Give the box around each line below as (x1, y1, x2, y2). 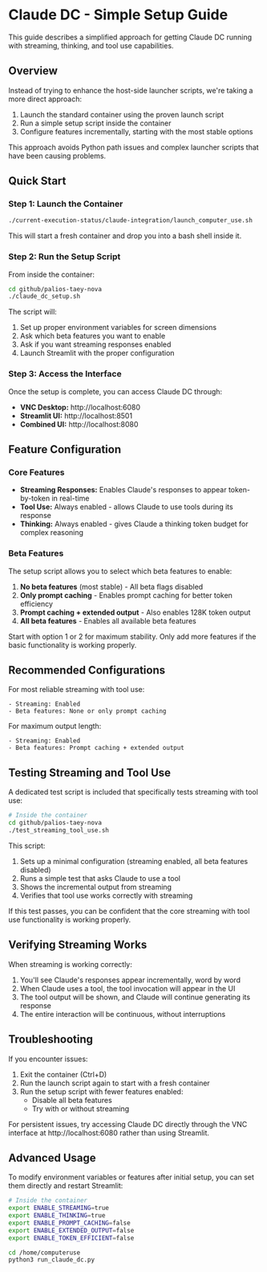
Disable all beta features (31, 1095, 112, 1105)
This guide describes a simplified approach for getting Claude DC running (8, 32, 253, 42)
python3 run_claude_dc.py (8, 1256, 95, 1264)
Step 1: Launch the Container (8, 199, 123, 210)
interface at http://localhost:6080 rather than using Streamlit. (8, 1128, 210, 1138)
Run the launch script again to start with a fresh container (19, 1078, 210, 1088)
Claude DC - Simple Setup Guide (8, 6, 229, 24)
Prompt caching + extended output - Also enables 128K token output (19, 607, 251, 617)
